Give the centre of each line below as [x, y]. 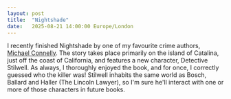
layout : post [26, 13]
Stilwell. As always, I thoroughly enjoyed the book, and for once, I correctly [113, 68]
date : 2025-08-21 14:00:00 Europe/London [70, 26]
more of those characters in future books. [66, 89]
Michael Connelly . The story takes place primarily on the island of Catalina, [113, 53]
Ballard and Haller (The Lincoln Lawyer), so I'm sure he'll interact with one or [115, 82]
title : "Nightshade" [38, 20]
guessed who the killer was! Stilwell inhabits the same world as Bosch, [107, 75]
